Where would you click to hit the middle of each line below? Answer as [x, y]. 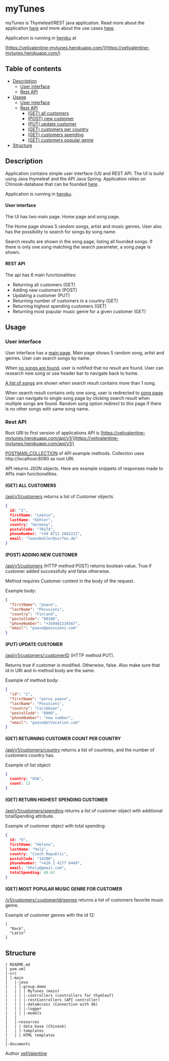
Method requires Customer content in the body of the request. [70, 581]
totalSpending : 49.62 [33, 873]
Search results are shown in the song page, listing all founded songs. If [79, 241]
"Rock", [18, 929]
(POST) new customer [51, 119]
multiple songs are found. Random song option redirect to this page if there [83, 403]
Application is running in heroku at [41, 38]
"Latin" [18, 933]
